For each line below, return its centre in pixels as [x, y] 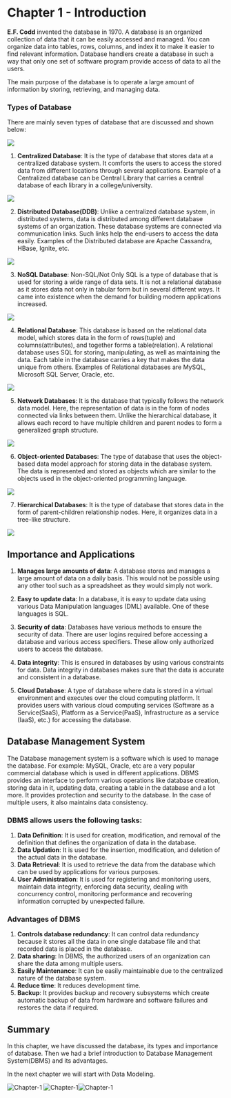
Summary [29, 1029]
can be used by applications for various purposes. [88, 872]
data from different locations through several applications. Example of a [119, 171]
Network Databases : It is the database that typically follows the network [120, 401]
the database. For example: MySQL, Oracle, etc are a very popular [101, 766]
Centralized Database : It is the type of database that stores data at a [115, 156]
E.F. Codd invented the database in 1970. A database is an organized [105, 32]
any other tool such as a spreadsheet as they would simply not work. [115, 586]
